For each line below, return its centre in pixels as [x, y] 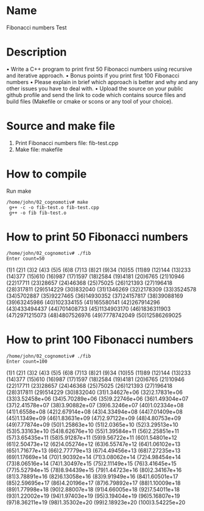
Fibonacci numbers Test [37, 27]
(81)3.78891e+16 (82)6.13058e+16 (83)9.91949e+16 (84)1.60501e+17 [92, 476]
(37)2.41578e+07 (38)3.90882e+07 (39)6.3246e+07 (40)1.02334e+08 [95, 405]
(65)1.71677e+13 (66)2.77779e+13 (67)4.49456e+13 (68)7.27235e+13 [93, 450]
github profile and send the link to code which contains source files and [96, 95]
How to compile [47, 174]
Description [37, 52]
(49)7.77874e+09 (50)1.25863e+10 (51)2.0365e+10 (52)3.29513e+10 [92, 424]
